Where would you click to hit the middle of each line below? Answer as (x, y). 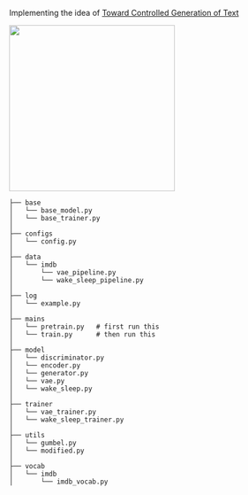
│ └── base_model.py (51, 211)
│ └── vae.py (37, 381)
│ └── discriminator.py (56, 358)
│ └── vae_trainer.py (53, 412)
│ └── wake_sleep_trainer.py (67, 420)
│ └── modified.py (47, 451)
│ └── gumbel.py (43, 443)
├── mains (27, 319)
